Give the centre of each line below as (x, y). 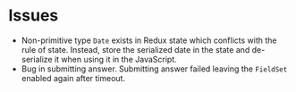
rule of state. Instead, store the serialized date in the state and (135, 49)
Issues (34, 16)
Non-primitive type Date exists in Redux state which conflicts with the (149, 40)
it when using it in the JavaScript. (116, 59)
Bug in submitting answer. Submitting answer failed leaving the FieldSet (154, 69)
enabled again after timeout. (73, 78)
